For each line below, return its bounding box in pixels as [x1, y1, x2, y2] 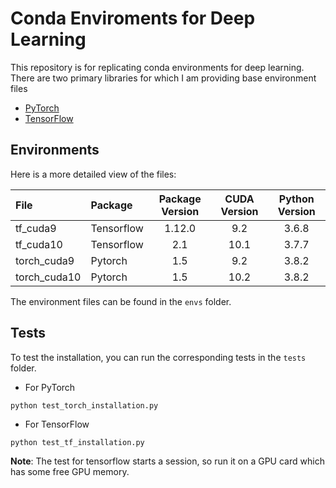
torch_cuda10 [15, 270, 82, 284]
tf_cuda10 [15, 237, 63, 251]
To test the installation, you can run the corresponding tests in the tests [10, 351, 307, 363]
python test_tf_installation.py [10, 437, 145, 447]
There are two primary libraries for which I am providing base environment [10, 72, 317, 84]
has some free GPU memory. [10, 465, 130, 477]
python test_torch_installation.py [10, 400, 159, 411]
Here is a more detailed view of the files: [10, 168, 177, 180]
